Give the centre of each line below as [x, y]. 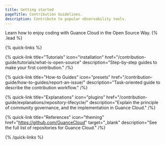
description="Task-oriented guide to [123, 82]
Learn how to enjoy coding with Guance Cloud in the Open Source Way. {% [82, 33]
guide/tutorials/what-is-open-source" [43, 63]
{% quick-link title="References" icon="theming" [55, 117]
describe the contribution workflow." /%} [47, 88]
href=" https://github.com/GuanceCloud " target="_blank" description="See [81, 123]
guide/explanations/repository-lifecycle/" [47, 103]
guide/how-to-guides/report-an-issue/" [45, 82]
